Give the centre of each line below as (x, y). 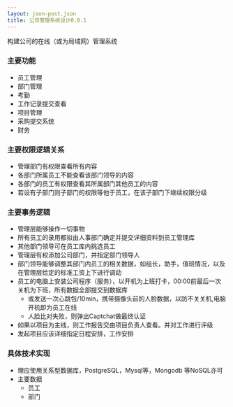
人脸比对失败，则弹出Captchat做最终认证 (87, 316)
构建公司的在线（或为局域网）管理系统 (62, 41)
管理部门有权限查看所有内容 (57, 166)
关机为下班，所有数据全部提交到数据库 (72, 290)
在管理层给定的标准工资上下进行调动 (69, 273)
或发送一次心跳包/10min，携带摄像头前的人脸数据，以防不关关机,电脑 (127, 299)
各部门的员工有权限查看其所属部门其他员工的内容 (88, 184)
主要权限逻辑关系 (36, 150)
